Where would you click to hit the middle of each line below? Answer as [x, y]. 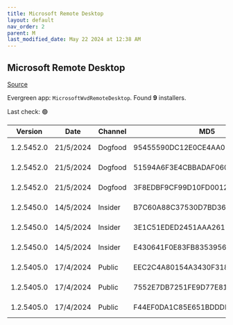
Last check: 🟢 [28, 111]
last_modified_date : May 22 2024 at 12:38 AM [74, 40]
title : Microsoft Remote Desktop [55, 14]
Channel [112, 131]
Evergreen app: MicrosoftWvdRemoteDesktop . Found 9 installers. [97, 97]
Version [29, 131]
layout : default [31, 20]
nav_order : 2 [26, 26]
